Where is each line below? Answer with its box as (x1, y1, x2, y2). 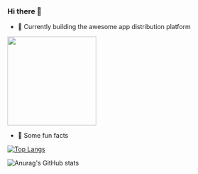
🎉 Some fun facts (17, 131, 69, 140)
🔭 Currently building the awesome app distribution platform (17, 23, 192, 31)
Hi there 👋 (7, 6, 43, 16)
